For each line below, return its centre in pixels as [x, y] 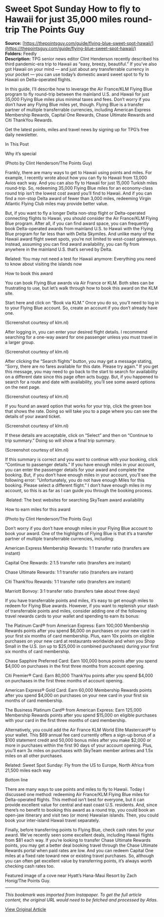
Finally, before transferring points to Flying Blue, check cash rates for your [80, 830]
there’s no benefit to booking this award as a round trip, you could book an [80, 810]
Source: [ [15, 43]
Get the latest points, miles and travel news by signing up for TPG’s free [77, 129]
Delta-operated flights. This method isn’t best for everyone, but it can [75, 799]
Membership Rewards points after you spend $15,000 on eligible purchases [81, 715]
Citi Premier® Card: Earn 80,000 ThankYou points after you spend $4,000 [79, 675]
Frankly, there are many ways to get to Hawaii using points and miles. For [79, 172]
